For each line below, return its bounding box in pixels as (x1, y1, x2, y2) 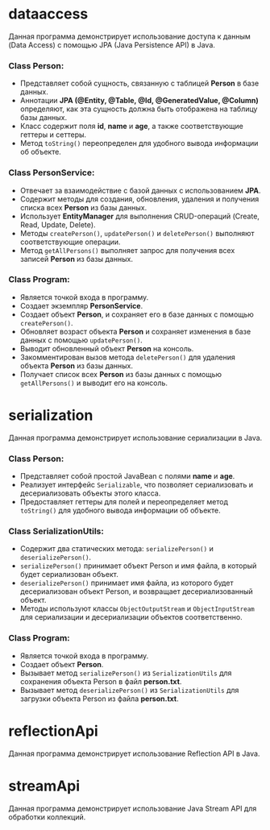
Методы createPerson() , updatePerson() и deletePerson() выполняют (19, 228, 255, 238)
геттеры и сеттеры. (19, 130, 87, 139)
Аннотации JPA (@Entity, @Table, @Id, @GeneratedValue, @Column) (19, 96, 260, 106)
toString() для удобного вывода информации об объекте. (19, 505, 221, 516)
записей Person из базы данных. (19, 254, 133, 264)
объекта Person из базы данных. (19, 360, 134, 371)
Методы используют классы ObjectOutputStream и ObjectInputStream (19, 604, 255, 613)
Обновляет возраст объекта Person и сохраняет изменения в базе (19, 326, 251, 336)
